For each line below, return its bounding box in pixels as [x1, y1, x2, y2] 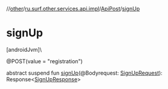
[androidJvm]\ [6, 46, 42, 53]
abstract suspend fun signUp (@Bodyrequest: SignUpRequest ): [6, 69, 163, 76]
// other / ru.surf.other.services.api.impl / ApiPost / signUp [6, 5, 140, 12]
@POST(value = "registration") [6, 57, 83, 65]
